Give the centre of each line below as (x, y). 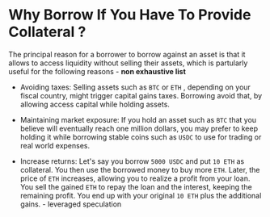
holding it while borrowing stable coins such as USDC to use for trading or (141, 137)
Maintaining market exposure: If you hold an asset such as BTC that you (138, 119)
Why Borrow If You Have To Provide (130, 15)
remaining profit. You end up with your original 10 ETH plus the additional (141, 195)
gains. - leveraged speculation (71, 204)
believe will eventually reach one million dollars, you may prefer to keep (139, 128)
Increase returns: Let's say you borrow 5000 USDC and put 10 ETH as (132, 161)
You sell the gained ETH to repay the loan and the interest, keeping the (136, 186)
